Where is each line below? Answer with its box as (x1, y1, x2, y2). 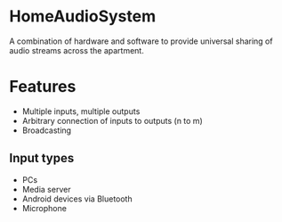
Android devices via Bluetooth (21, 193, 133, 204)
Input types (9, 151, 75, 166)
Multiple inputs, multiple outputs (21, 105, 141, 117)
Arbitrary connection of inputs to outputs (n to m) (21, 115, 203, 126)
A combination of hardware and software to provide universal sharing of (9, 36, 273, 46)
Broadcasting (21, 125, 72, 136)
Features (9, 77, 77, 97)
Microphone (21, 202, 67, 213)
